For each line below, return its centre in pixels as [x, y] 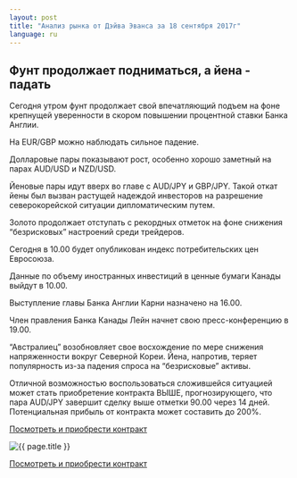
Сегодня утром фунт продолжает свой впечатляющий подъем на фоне [145, 106]
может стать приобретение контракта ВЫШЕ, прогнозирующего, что [141, 393]
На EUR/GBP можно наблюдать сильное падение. [104, 142]
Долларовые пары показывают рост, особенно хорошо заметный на [140, 159]
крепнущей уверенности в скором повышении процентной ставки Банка [148, 115]
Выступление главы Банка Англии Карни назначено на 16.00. [126, 303]
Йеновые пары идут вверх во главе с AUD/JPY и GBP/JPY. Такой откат [144, 186]
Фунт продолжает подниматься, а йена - [130, 70]
